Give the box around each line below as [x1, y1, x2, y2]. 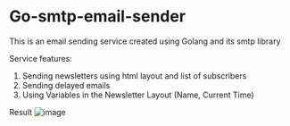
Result [9, 106, 33, 117]
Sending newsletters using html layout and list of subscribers [21, 70, 247, 81]
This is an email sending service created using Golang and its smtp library [9, 36, 281, 46]
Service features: [9, 53, 73, 63]
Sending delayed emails [21, 80, 111, 90]
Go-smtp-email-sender [9, 6, 186, 27]
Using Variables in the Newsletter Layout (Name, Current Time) [21, 89, 254, 100]
